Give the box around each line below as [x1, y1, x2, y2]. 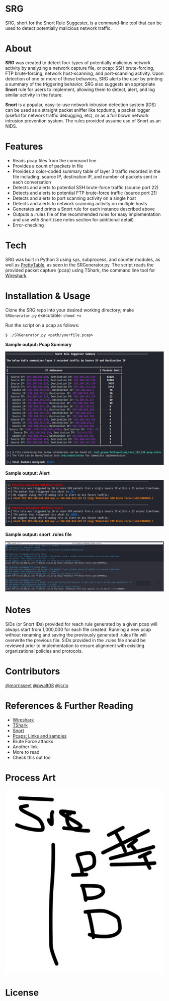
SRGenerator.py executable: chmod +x [5, 312, 81, 318]
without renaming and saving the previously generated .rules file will [5, 632, 147, 638]
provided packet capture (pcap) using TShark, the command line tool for [5, 267, 155, 273]
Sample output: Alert [5, 470, 50, 476]
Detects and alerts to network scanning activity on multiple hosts [12, 200, 147, 206]
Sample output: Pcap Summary [5, 341, 72, 347]
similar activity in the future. [5, 92, 63, 98]
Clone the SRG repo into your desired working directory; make [5, 307, 134, 313]
